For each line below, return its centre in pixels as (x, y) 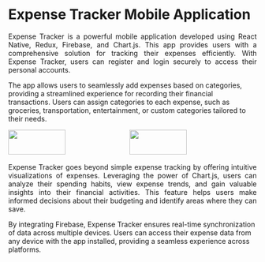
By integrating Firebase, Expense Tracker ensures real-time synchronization (132, 224)
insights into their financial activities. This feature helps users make (132, 192)
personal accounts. (39, 69)
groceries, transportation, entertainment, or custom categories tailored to (127, 110)
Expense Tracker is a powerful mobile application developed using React (132, 36)
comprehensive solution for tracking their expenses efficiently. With (132, 53)
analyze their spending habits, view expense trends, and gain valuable (132, 184)
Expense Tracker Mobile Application (129, 15)
